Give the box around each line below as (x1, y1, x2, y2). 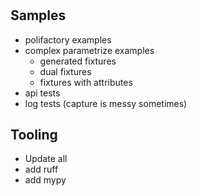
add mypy (24, 174, 67, 186)
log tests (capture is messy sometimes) (24, 97, 188, 109)
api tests (24, 87, 61, 99)
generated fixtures (39, 55, 117, 67)
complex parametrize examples (24, 44, 155, 56)
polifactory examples (24, 33, 112, 46)
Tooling (10, 127, 58, 143)
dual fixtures (39, 65, 92, 77)
